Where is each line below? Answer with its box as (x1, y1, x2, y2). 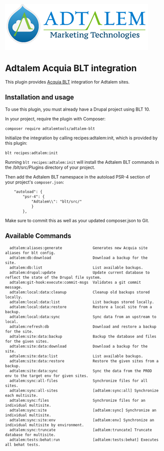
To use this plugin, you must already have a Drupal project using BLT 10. (5, 106, 150, 112)
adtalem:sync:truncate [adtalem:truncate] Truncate (9, 427, 152, 432)
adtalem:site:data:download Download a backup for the (9, 344, 148, 349)
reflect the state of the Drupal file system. (5, 275, 102, 280)
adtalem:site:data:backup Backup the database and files (9, 334, 157, 339)
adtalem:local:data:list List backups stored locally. (9, 300, 154, 304)
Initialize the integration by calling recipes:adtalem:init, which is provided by (5, 135, 158, 141)
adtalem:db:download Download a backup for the (9, 255, 148, 260)
